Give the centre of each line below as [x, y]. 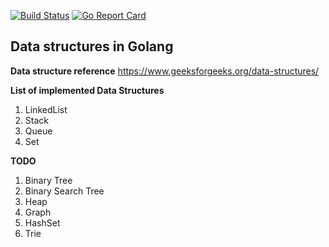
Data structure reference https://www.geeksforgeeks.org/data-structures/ [165, 71]
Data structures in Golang [92, 46]
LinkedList [46, 109]
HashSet [42, 222]
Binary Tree [48, 180]
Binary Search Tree [64, 191]
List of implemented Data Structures [87, 90]
